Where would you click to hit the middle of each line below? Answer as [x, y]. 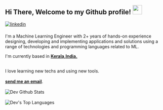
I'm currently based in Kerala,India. [41, 56]
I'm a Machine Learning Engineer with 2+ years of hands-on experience [78, 36]
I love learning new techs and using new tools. [52, 71]
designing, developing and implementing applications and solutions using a [81, 41]
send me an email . [24, 81]
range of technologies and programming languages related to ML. [72, 46]
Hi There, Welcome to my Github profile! [68, 12]
